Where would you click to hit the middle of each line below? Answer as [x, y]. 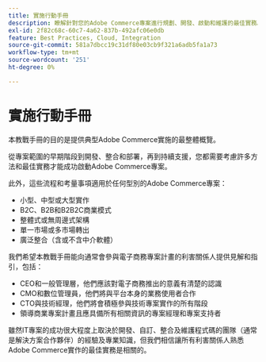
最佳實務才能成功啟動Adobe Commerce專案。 [97, 166]
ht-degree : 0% [32, 67]
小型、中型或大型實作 [54, 200]
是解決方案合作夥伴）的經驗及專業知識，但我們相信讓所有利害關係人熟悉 [126, 340]
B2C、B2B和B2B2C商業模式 [66, 210]
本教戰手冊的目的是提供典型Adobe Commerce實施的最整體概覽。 [114, 139]
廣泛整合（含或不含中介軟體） [68, 240]
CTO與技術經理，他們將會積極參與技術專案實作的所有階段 [114, 303]
